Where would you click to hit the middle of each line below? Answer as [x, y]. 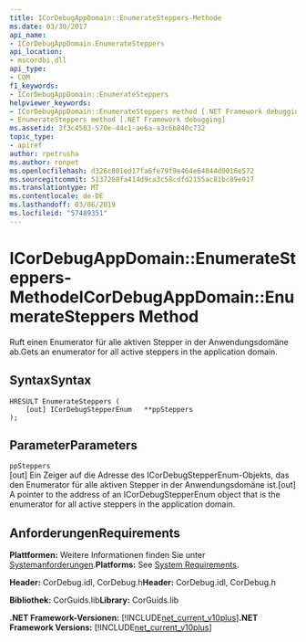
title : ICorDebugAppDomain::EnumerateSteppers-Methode [116, 18]
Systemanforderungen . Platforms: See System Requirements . [124, 565]
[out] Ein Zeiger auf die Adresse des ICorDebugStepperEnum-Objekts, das [149, 475]
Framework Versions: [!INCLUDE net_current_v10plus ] [111, 627]
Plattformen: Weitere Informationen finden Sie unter [107, 555]
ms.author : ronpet [44, 162]
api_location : [36, 52]
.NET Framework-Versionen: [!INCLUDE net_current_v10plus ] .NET [134, 618]
